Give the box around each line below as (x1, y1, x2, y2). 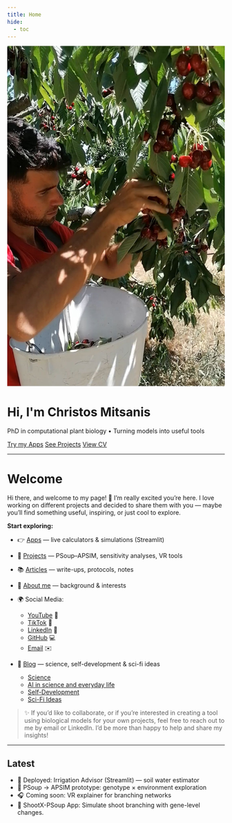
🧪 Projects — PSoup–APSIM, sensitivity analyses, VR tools (17, 552, 183, 560)
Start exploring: (7, 522, 54, 530)
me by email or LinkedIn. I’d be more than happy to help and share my (23, 724, 223, 732)
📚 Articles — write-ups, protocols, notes (17, 565, 134, 574)
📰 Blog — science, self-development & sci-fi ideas (17, 660, 160, 668)
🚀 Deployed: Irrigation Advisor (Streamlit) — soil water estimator (17, 776, 200, 784)
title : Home (7, 11, 41, 18)
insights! (23, 731, 48, 739)
